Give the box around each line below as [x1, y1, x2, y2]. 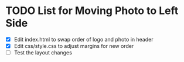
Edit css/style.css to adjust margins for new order [13, 43, 134, 49]
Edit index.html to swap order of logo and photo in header [13, 36, 154, 43]
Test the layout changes [13, 49, 73, 56]
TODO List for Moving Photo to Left [5, 4, 179, 18]
